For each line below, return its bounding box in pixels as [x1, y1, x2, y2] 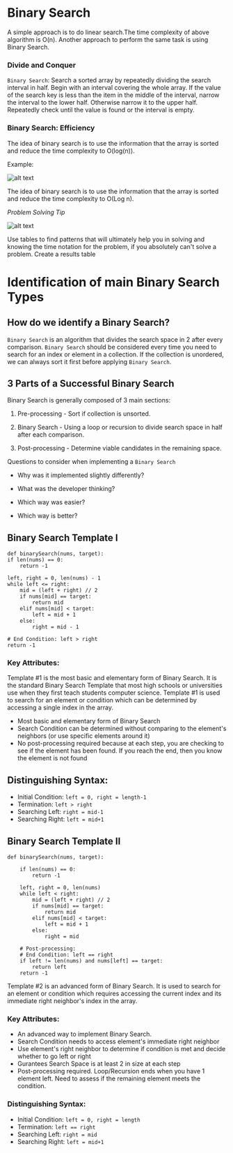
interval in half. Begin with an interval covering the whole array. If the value [7, 84, 221, 92]
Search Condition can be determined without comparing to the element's [17, 724, 227, 733]
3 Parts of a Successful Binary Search [7, 377, 175, 389]
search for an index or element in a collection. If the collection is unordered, [7, 350, 224, 359]
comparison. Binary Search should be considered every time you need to [7, 342, 217, 351]
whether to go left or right [17, 1052, 92, 1061]
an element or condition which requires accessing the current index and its [7, 989, 222, 998]
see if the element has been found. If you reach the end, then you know [17, 746, 223, 755]
